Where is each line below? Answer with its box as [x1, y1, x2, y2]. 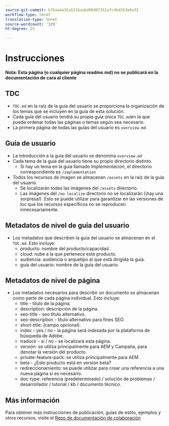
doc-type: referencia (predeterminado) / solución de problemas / [20, 376, 155, 382]
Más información [5, 396, 60, 405]
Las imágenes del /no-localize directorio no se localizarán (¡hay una [20, 190, 163, 196]
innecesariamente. [20, 206, 59, 212]
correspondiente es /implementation [20, 168, 96, 175]
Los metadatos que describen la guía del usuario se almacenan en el [12, 234, 155, 241]
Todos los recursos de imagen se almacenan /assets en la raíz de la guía [12, 174, 164, 180]
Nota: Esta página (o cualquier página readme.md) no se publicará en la [5, 69, 158, 76]
